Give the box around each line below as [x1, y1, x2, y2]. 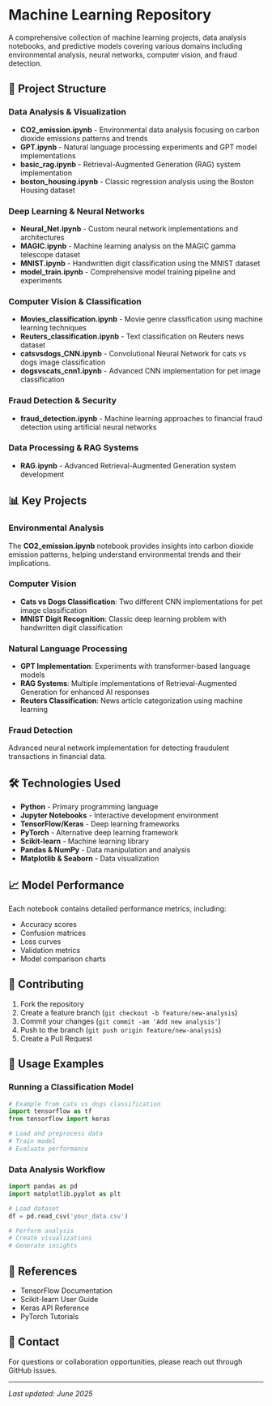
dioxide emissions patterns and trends [19, 133, 148, 143]
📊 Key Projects [8, 494, 87, 508]
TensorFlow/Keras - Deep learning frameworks [19, 819, 180, 829]
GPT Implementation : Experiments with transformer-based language [19, 662, 251, 671]
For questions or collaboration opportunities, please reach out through [8, 1356, 243, 1366]
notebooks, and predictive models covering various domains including [8, 41, 243, 50]
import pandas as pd [8, 1183, 79, 1191]
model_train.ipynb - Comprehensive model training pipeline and [19, 266, 236, 277]
